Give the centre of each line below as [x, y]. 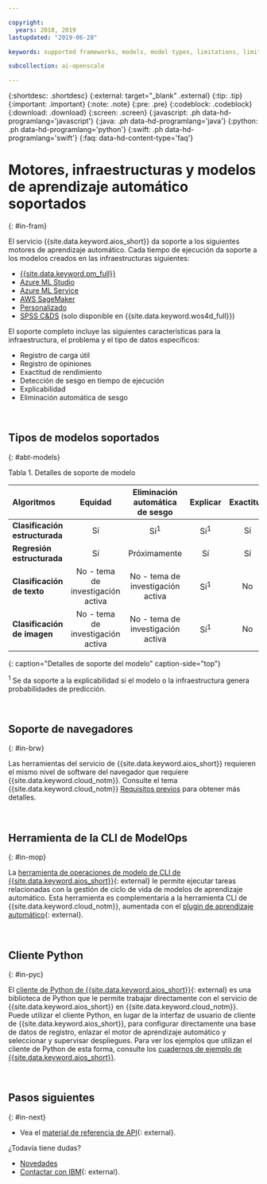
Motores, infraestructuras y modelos [132, 170]
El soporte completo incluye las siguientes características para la [114, 332]
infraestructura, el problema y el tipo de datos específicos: [104, 340]
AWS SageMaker [47, 299]
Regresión [32, 548]
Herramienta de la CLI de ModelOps [98, 837]
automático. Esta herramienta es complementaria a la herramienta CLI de [128, 898]
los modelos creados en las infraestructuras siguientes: [99, 259]
